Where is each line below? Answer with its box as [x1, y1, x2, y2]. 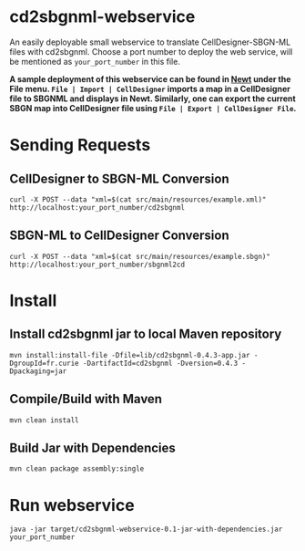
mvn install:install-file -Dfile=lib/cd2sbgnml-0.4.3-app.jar [9, 350, 250, 359]
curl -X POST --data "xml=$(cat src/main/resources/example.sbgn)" [9, 252, 271, 261]
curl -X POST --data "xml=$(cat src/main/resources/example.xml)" [9, 194, 267, 204]
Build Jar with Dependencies [9, 440, 176, 455]
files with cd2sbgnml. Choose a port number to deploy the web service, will [9, 46, 293, 57]
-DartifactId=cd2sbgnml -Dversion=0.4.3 [82, 359, 239, 368]
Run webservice [9, 494, 135, 515]
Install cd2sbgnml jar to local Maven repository [9, 327, 282, 342]
